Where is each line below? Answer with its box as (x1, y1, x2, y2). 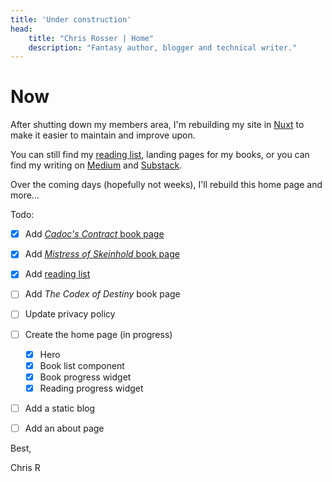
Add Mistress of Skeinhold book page (24, 248, 180, 260)
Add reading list (24, 268, 91, 280)
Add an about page (24, 422, 105, 434)
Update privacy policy (24, 308, 116, 320)
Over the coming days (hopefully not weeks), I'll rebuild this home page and (10, 179, 323, 191)
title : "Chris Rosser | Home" (28, 33, 155, 43)
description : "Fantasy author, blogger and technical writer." (28, 42, 298, 53)
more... (10, 189, 40, 201)
